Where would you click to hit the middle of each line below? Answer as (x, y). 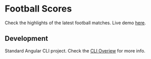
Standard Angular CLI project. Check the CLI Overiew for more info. (75, 50)
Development (27, 39)
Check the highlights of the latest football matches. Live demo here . (75, 23)
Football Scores (38, 9)
